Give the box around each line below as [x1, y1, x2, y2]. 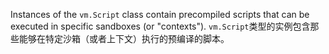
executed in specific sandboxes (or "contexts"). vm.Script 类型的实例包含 [10, 20, 311, 32]
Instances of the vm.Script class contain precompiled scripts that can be [10, 9, 310, 20]
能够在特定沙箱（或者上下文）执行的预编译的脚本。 [18, 33, 230, 44]
